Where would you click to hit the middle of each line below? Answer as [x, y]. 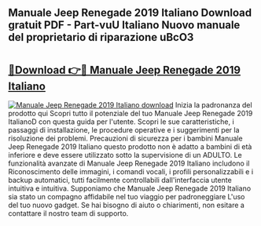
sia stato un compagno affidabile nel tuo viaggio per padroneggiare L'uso [127, 197]
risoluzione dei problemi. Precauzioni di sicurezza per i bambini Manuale [125, 138]
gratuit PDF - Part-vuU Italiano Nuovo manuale [124, 26]
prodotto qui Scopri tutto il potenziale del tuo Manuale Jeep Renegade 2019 [130, 113]
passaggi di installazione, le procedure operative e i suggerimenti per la [124, 130]
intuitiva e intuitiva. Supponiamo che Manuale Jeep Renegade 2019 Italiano [130, 188]
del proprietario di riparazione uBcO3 [101, 37]
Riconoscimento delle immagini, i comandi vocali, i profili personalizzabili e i [131, 171]
